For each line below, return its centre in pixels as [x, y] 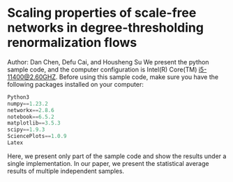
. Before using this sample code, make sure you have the [137, 77]
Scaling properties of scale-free [102, 13]
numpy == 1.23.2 [28, 104]
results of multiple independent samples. [66, 171]
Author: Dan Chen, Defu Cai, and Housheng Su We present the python [108, 62]
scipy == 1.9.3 [26, 130]
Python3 [18, 97]
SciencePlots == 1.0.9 [37, 136]
